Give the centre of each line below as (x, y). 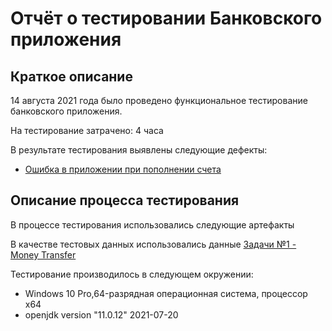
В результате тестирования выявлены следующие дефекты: (139, 150)
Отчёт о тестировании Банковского (166, 18)
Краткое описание (71, 76)
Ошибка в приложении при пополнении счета (123, 169)
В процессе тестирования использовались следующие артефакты (152, 224)
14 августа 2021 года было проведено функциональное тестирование (159, 100)
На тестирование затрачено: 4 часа (87, 130)
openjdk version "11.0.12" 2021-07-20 (101, 314)
